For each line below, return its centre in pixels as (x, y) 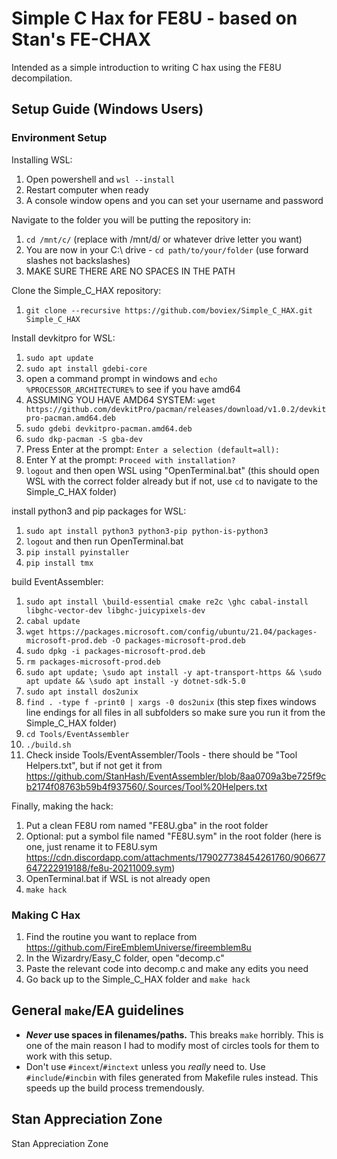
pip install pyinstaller (77, 552)
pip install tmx (59, 563)
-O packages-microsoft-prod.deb (178, 640)
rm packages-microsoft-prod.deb (93, 662)
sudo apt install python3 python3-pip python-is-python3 (147, 531)
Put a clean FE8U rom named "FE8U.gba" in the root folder (147, 825)
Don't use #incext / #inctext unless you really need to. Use (145, 1066)
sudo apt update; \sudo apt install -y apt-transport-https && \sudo (174, 672)
